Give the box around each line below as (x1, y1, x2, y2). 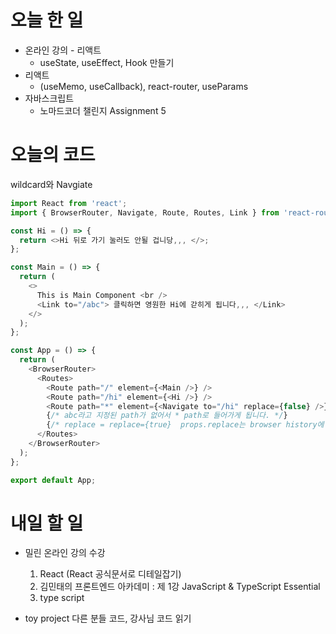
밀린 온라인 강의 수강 (24, 547, 106, 559)
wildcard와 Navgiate (10, 178, 93, 190)
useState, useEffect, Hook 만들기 (39, 56, 175, 68)
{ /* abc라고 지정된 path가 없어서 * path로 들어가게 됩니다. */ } (46, 411, 288, 421)
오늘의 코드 (10, 144, 96, 166)
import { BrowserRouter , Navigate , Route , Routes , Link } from (10, 207, 280, 218)
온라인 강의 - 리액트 (24, 44, 102, 56)
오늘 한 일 (10, 9, 84, 32)
